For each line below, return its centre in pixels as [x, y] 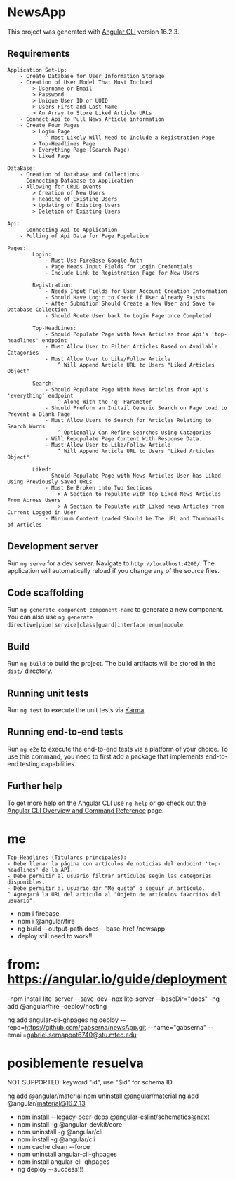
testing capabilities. [48, 763]
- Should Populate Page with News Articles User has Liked [133, 476]
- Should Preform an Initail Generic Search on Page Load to [136, 408]
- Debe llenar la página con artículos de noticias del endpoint [105, 864]
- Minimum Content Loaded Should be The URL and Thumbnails [134, 518]
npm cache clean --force [54, 1147]
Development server [53, 546]
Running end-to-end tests [65, 732]
